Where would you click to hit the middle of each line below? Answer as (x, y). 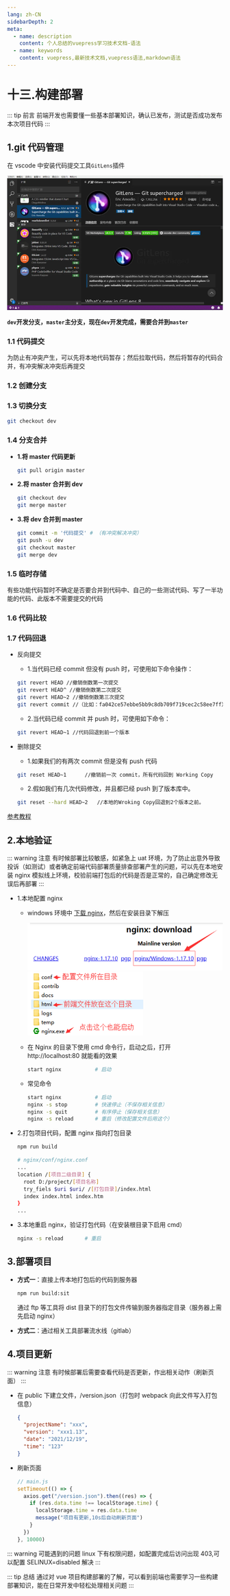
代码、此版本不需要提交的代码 (61, 598)
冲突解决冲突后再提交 (55, 366)
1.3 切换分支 (27, 406)
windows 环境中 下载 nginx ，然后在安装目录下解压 (98, 913)
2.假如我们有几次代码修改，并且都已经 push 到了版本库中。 (111, 788)
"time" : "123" (43, 1447)
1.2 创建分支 (27, 386)
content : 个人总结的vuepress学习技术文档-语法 (80, 44)
